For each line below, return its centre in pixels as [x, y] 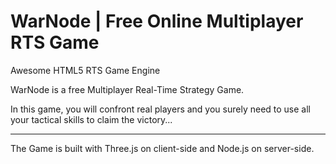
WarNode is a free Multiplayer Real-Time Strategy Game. [127, 89]
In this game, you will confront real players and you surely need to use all [160, 109]
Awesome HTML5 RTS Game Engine [85, 70]
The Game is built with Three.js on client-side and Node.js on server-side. [162, 148]
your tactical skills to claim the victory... [91, 119]
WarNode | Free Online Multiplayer [157, 21]
